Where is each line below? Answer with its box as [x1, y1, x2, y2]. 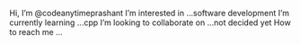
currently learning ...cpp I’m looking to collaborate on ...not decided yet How [9, 17, 292, 28]
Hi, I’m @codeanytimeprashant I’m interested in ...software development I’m [9, 8, 290, 18]
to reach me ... [9, 27, 63, 37]
